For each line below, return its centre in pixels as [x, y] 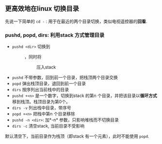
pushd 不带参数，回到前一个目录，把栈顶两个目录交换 [65, 78]
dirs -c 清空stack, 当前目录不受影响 [48, 126]
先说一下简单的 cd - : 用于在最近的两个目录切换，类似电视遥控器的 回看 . [76, 21]
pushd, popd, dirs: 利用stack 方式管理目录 [55, 35]
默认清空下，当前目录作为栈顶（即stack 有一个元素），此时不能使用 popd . [77, 136]
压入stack [46, 67]
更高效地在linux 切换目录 [42, 9]
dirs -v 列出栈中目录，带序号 [41, 108]
